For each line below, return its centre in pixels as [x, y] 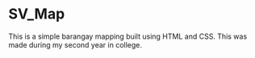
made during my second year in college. [75, 44]
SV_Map [37, 14]
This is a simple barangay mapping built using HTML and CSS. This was [128, 36]
